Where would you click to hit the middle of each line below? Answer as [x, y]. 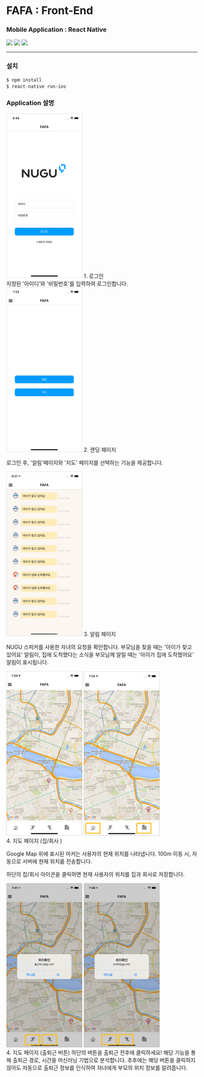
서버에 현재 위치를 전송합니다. [57, 861]
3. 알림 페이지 [100, 634]
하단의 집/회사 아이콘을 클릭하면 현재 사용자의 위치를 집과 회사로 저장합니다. [96, 874]
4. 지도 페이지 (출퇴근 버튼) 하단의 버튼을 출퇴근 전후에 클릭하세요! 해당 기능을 [98, 1052]
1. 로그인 [94, 276]
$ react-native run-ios [36, 86]
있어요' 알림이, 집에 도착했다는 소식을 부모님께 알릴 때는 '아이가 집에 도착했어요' [100, 654]
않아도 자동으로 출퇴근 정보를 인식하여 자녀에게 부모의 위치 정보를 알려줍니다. [97, 1067]
